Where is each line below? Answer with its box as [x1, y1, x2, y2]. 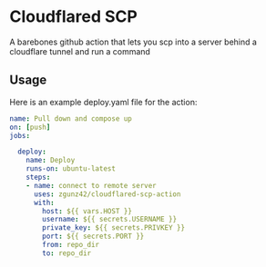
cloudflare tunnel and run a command [9, 45, 150, 56]
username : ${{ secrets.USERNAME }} [42, 215, 178, 224]
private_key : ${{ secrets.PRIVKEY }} [42, 223, 185, 232]
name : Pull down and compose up [9, 114, 132, 124]
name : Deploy [26, 156, 76, 165]
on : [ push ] [9, 123, 51, 132]
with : [33, 198, 55, 207]
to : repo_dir [42, 248, 92, 258]
